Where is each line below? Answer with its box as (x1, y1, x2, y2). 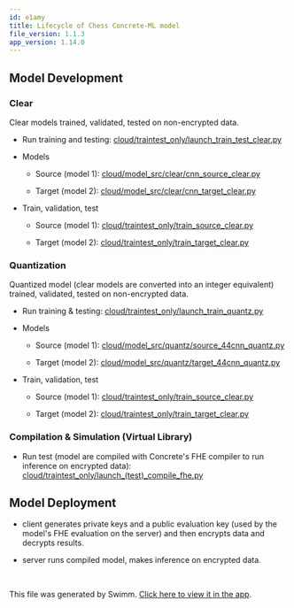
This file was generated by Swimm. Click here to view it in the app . (9, 589, 252, 600)
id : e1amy (9, 12, 46, 22)
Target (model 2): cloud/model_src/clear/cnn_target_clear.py (35, 185, 257, 196)
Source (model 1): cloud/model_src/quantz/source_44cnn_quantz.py (35, 340, 285, 350)
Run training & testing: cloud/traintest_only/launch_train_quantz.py (21, 306, 264, 317)
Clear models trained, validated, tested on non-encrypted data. (9, 117, 239, 127)
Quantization (9, 258, 66, 271)
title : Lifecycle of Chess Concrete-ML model (9, 21, 180, 30)
